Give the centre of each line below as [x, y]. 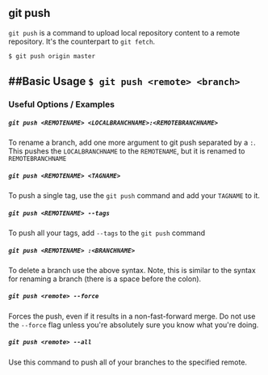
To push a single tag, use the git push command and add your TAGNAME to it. [134, 195]
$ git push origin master [52, 56]
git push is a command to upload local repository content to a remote [124, 32]
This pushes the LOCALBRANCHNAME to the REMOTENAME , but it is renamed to [127, 151]
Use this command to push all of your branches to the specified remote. [128, 362]
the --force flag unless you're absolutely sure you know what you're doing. [134, 324]
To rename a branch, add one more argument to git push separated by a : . [132, 142]
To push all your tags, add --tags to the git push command [107, 233]
